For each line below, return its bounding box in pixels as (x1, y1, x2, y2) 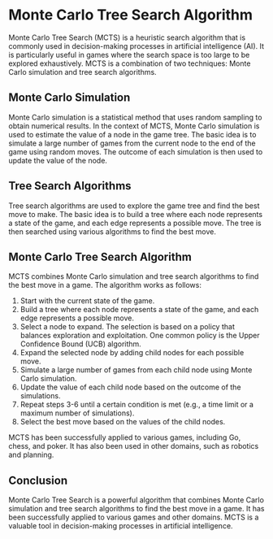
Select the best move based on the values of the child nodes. (19, 417, 226, 427)
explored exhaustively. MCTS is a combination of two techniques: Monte (8, 59, 251, 68)
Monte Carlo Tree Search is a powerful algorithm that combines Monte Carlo (8, 495, 264, 505)
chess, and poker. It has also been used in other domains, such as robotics (8, 441, 259, 451)
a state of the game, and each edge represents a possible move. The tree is (8, 218, 262, 228)
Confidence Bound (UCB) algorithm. (19, 339, 142, 349)
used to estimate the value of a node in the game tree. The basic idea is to (8, 129, 257, 139)
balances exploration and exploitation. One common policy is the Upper (19, 331, 260, 341)
